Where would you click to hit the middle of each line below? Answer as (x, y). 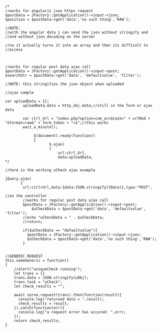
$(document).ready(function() (65, 136)
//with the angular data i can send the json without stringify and (77, 32)
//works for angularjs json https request (49, 11)
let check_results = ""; (39, 286)
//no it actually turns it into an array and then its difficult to (77, 45)
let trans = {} (29, 273)
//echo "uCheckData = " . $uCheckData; (64, 217)
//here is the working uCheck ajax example (50, 170)
